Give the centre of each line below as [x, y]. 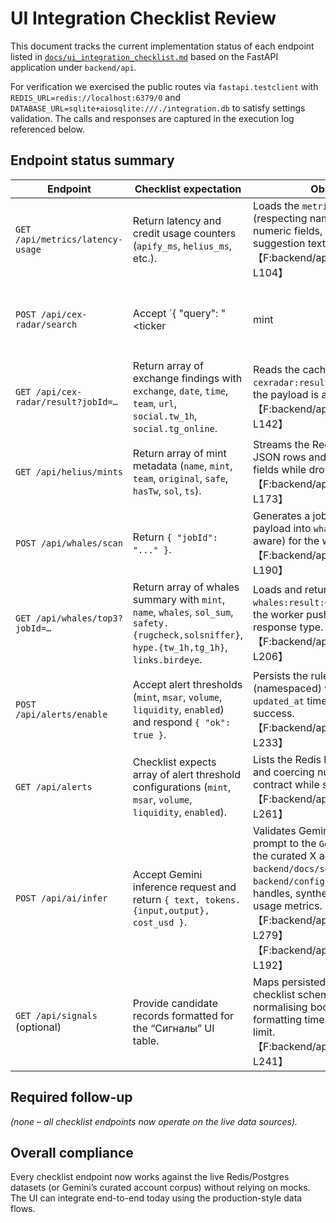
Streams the [281, 444]
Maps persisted [290, 982]
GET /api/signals [56, 1015]
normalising [280, 1007]
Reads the [277, 369]
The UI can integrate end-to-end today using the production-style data [156, 1198]
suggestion [279, 243]
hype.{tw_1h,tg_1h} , [180, 647]
